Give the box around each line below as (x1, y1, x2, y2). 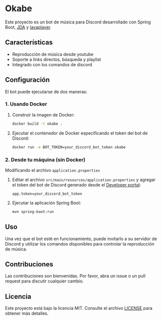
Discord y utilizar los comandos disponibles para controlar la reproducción (5, 241, 155, 246)
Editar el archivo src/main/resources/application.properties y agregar (12, 176, 156, 183)
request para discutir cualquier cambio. (5, 278, 84, 284)
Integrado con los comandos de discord (12, 61, 92, 67)
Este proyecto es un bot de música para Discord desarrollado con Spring (5, 19, 151, 25)
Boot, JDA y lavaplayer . (5, 24, 52, 30)
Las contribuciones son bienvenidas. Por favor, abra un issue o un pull (5, 273, 146, 279)
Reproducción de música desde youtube (12, 51, 94, 57)
